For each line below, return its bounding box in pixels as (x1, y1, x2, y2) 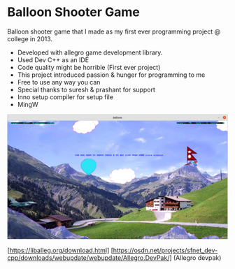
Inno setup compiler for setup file (17, 92, 114, 101)
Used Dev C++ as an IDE (17, 55, 90, 64)
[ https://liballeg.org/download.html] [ (7, 246, 114, 254)
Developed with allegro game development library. (17, 48, 163, 57)
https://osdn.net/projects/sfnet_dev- (113, 246, 218, 254)
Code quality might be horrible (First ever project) (17, 63, 161, 71)
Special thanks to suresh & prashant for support (17, 85, 155, 94)
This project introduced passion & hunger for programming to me (17, 71, 206, 79)
